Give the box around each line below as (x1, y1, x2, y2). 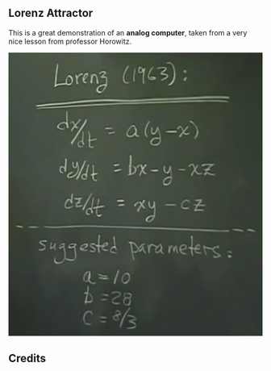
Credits (8, 352, 47, 365)
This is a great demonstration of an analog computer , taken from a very (8, 27, 248, 37)
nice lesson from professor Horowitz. (8, 36, 132, 46)
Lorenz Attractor (8, 6, 94, 20)
